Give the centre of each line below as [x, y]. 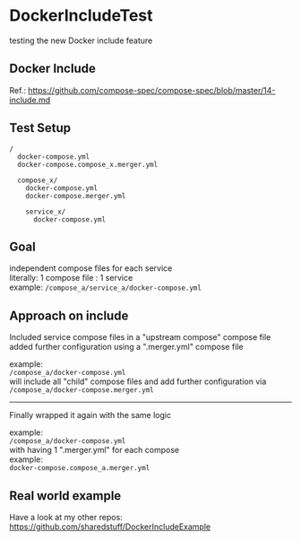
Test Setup [40, 128]
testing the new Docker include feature [81, 40]
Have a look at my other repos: [66, 517]
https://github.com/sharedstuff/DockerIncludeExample [110, 527]
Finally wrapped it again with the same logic [90, 415]
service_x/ [46, 212]
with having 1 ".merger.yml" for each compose [95, 450]
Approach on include [69, 315]
